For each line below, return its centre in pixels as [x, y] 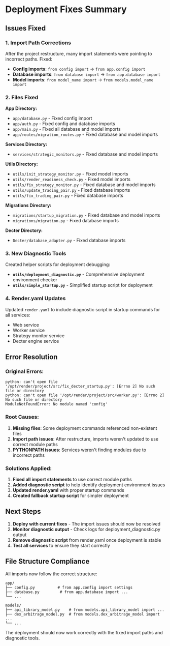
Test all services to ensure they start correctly [61, 545]
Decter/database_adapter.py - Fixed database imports [69, 241]
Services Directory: [26, 144]
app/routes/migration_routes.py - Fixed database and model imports [85, 135]
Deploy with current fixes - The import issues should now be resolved [87, 524]
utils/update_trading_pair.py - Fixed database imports [71, 190]
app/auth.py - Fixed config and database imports [64, 124]
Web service [26, 325]
